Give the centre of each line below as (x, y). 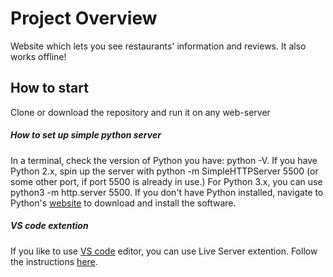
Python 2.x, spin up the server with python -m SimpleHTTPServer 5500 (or (164, 171)
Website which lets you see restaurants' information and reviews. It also (158, 46)
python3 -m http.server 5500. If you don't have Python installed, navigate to (167, 192)
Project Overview (84, 18)
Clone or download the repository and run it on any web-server (140, 112)
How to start (49, 88)
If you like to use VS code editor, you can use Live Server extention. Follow (164, 251)
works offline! (38, 56)
